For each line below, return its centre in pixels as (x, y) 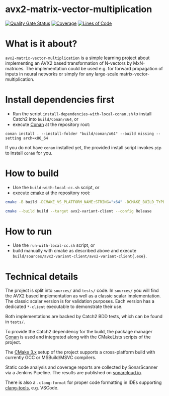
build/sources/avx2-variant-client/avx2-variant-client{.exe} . (80, 256)
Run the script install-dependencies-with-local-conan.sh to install (82, 114)
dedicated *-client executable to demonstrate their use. (64, 306)
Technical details (42, 276)
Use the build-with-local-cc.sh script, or (56, 187)
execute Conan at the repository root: (51, 124)
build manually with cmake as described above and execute (74, 251)
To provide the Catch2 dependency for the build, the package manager (79, 332)
